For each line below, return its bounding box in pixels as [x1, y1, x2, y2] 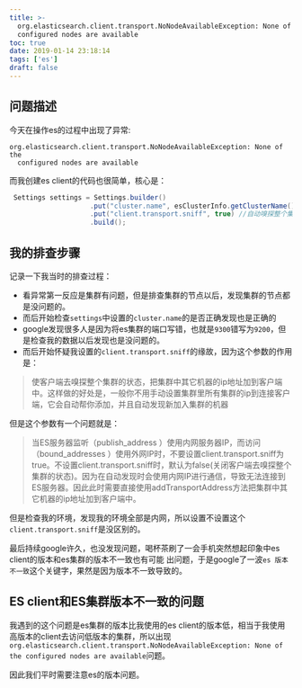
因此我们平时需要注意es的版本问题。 [9, 669, 145, 680]
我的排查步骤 [9, 245, 81, 261]
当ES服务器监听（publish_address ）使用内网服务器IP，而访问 [31, 437, 262, 448]
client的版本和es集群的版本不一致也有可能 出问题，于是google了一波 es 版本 [9, 554, 289, 565]
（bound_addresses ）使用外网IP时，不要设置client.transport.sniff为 [31, 449, 285, 459]
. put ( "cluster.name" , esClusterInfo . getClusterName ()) [89, 201, 299, 210]
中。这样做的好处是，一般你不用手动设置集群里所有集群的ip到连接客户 [31, 388, 290, 398]
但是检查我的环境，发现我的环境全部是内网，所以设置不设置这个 [9, 513, 245, 523]
